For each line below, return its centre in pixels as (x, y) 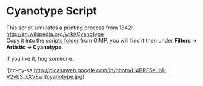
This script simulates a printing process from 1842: (70, 28)
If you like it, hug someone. (40, 58)
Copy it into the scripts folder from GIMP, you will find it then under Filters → (102, 40)
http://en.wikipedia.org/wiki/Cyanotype (55, 34)
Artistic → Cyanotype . (35, 47)
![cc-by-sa (19, 70)
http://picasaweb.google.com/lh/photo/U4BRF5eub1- (100, 70)
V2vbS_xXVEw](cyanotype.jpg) (45, 76)
